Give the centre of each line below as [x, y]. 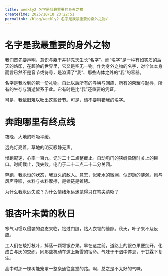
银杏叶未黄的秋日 [40, 214]
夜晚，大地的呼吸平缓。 [29, 137]
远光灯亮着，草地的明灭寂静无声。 [40, 147]
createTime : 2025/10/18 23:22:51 [40, 14]
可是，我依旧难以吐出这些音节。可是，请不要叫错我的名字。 [66, 100]
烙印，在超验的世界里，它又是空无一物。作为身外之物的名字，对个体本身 [88, 66]
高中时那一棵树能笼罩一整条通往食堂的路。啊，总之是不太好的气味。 [75, 269]
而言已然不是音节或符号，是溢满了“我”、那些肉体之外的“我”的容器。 [75, 72]
